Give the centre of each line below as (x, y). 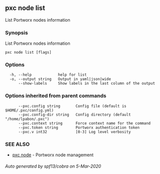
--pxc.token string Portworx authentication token (79, 127)
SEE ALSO (17, 144)
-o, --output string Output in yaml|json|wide (60, 79)
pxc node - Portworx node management (53, 155)
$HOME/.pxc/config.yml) (30, 110)
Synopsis (16, 32)
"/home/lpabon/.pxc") (27, 119)
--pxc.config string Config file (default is (72, 106)
